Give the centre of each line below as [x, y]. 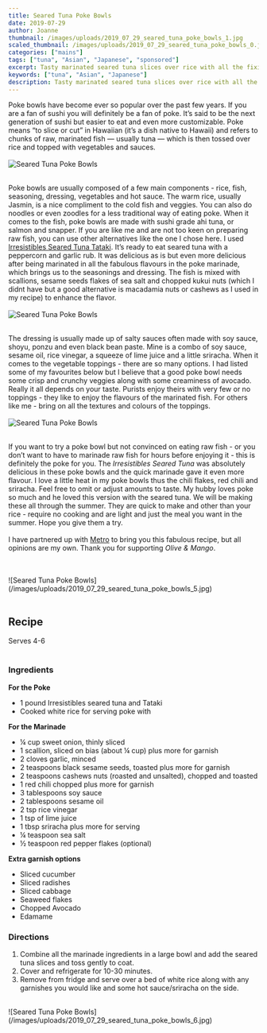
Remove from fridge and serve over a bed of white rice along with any [134, 979]
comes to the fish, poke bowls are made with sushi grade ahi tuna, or [121, 221]
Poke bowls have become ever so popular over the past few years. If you [128, 105]
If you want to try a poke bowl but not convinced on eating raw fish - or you [132, 447]
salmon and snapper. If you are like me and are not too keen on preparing [128, 230]
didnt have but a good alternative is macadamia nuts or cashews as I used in [133, 289]
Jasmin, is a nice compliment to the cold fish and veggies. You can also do [130, 204]
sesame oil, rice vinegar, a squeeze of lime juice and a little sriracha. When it [133, 355]
